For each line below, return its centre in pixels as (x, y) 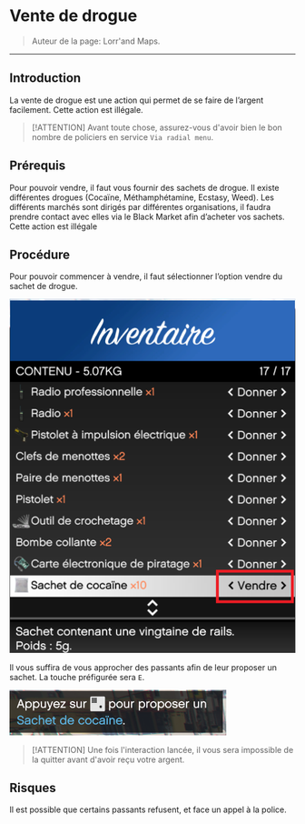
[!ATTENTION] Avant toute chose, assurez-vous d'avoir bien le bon (157, 127)
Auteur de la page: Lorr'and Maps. (96, 41)
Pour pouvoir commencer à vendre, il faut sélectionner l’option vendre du (146, 276)
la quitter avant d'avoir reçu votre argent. (108, 759)
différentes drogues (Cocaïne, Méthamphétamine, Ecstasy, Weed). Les (142, 197)
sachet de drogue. (44, 286)
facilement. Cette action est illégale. (76, 109)
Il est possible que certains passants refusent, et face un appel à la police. (148, 809)
